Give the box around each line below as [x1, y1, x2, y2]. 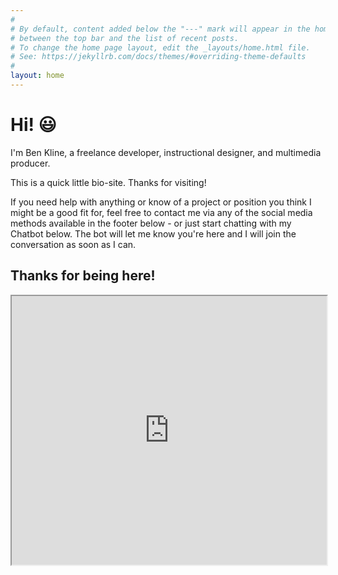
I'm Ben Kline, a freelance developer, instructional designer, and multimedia [10, 146, 322, 158]
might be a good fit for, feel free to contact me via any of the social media [10, 206, 313, 218]
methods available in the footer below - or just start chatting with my [10, 217, 292, 229]
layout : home [10, 71, 65, 81]
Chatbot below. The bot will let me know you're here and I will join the [10, 227, 297, 240]
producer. [10, 157, 51, 169]
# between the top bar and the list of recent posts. [10, 33, 240, 43]
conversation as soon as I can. [10, 238, 137, 250]
